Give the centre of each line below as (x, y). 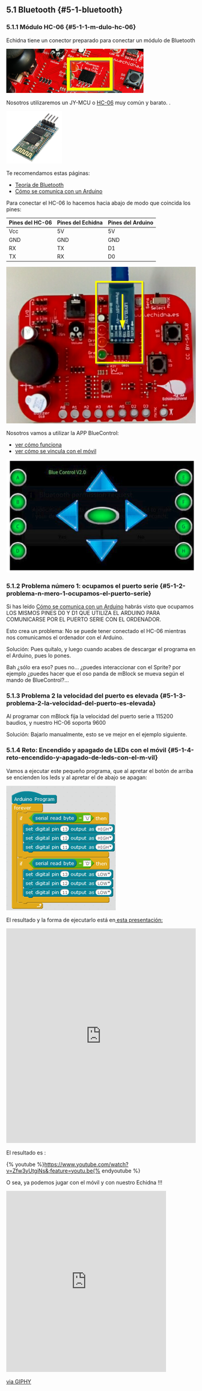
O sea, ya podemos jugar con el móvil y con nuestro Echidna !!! (84, 1182)
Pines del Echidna (80, 223)
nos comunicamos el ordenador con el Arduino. (65, 638)
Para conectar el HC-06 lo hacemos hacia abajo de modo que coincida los (99, 203)
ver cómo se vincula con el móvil (56, 451)
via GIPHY (19, 1381)
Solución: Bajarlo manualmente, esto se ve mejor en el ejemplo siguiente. (97, 734)
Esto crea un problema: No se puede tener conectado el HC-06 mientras (96, 631)
